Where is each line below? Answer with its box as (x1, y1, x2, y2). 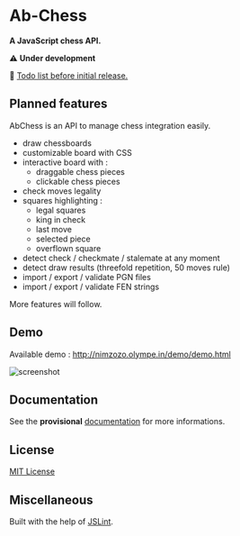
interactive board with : (22, 157, 109, 168)
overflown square (35, 242, 102, 253)
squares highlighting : (22, 195, 103, 205)
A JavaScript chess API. (9, 35, 102, 46)
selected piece (35, 233, 92, 244)
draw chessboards (22, 137, 93, 149)
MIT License (9, 466, 56, 477)
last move (35, 223, 72, 234)
